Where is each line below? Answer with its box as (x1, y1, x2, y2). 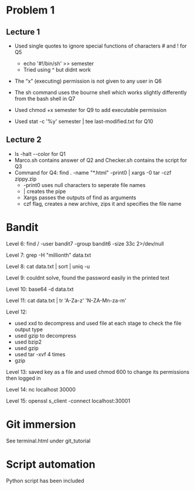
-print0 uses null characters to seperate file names (23, 181, 146, 188)
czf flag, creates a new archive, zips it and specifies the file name (23, 200, 182, 207)
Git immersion (6, 417, 76, 431)
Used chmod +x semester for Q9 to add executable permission (14, 107, 167, 113)
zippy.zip (14, 175, 37, 182)
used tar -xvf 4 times (14, 351, 66, 358)
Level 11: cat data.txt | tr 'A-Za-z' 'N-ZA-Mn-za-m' (6, 297, 127, 304)
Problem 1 (6, 4, 55, 17)
